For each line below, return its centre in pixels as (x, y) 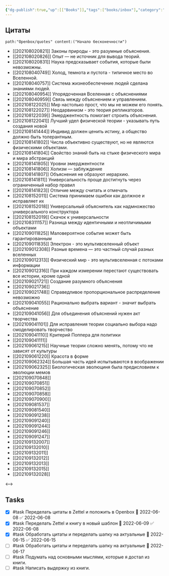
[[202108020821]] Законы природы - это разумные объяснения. (81, 51)
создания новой (30, 126)
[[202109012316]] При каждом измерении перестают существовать (85, 271)
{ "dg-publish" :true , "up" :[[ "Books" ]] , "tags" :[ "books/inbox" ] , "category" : (84, 10)
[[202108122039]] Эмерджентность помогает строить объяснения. (85, 115)
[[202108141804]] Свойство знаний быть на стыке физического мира (87, 153)
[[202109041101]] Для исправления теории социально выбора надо (85, 324)
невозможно (26, 297)
